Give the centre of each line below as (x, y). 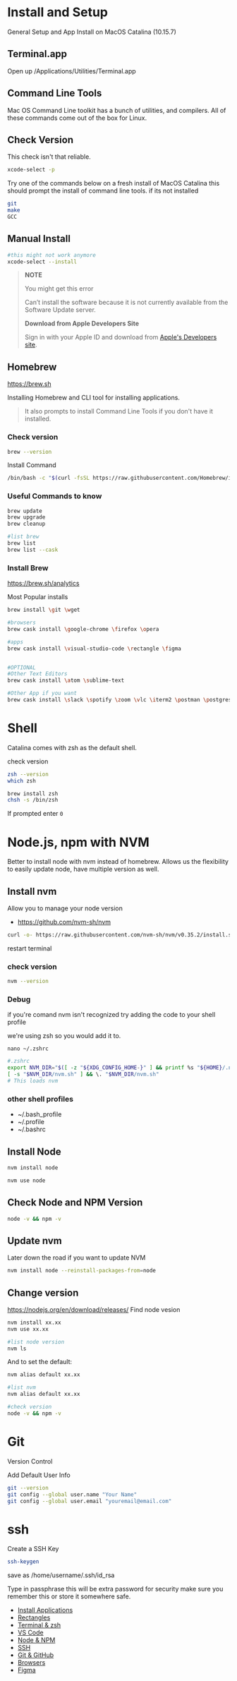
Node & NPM (36, 1640)
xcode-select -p (31, 170)
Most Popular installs (38, 597)
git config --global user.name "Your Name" (72, 1494)
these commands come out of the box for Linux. (77, 118)
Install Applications (45, 1610)
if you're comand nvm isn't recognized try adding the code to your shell (111, 1015)
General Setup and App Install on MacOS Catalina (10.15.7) (92, 32)
